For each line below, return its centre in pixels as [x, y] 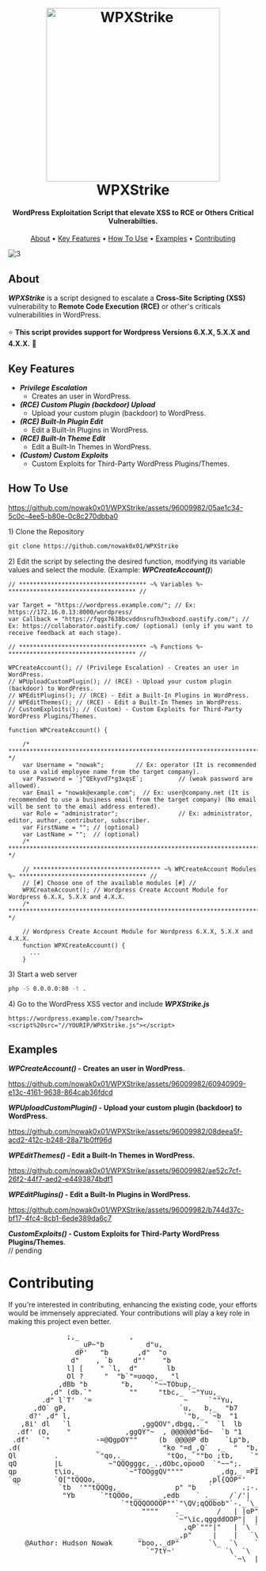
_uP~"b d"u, [121, 1345]
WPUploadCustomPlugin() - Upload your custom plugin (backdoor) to [125, 1108]
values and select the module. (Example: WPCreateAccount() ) [111, 569]
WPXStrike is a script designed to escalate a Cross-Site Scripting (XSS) [127, 298]
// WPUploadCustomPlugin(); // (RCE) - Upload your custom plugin [120, 681]
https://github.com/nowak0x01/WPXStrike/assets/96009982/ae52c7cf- [125, 1171]
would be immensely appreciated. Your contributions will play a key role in [129, 1313]
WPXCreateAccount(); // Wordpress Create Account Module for [125, 890]
